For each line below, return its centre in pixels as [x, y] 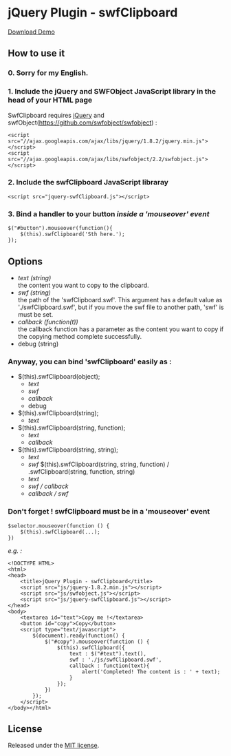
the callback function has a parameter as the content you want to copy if [121, 329]
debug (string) [38, 344]
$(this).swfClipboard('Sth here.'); [73, 234]
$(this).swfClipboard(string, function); [71, 428]
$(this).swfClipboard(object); [59, 377]
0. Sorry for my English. [48, 73]
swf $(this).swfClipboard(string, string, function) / [99, 464]
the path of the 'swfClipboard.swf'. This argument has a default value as [120, 300]
